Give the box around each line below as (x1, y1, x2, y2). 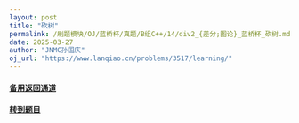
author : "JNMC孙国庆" (9, 46, 85, 55)
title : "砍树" (9, 21, 60, 30)
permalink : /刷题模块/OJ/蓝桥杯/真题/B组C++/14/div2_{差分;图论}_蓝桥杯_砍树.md (9, 29, 291, 38)
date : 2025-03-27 (9, 37, 74, 47)
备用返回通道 (9, 82, 56, 93)
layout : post (9, 12, 58, 22)
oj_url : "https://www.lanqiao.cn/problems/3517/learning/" (9, 54, 233, 63)
